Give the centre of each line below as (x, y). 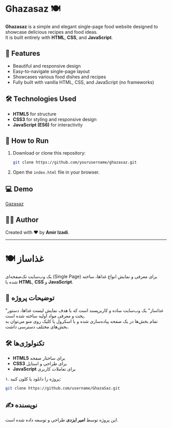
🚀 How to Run (27, 141)
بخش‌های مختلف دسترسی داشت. (37, 327)
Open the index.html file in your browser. (56, 172)
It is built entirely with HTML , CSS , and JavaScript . (59, 37)
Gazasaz (15, 204)
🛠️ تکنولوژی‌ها (25, 343)
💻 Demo (19, 189)
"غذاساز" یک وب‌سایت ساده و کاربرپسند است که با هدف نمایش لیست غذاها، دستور (84, 310)
